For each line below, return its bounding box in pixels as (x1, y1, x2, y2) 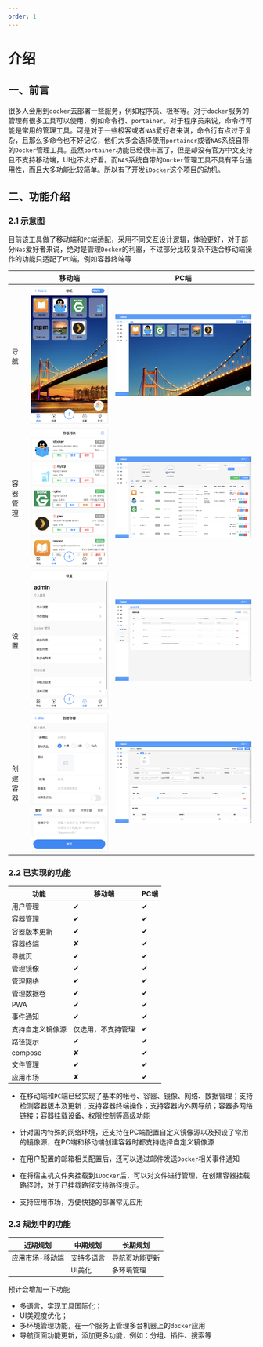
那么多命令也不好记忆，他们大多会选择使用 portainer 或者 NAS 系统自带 (28, 135, 249, 144)
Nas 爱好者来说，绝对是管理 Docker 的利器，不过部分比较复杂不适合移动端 (15, 244, 246, 254)
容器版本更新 (11, 926, 53, 936)
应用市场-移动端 (11, 1253, 65, 1263)
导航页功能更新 (112, 1253, 160, 1263)
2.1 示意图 (8, 215, 45, 226)
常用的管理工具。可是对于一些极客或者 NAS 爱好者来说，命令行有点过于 (21, 126, 245, 135)
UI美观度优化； (19, 1311, 68, 1320)
